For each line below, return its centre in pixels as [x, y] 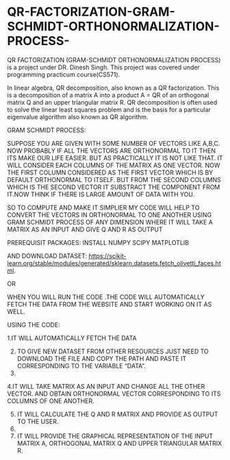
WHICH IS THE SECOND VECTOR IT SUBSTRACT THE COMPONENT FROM [114, 187]
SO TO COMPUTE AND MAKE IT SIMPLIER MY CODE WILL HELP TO [103, 207]
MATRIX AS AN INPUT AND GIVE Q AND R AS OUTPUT [85, 229]
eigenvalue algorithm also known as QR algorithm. [78, 116]
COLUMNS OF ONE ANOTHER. [51, 400]
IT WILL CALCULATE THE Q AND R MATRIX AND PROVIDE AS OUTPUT [117, 414]
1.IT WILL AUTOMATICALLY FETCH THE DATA [72, 338]
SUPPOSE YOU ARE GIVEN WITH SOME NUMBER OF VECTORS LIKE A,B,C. [114, 143]
